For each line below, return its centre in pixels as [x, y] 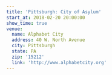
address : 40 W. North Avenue [48, 40]
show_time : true [27, 23]
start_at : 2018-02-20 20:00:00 [46, 18]
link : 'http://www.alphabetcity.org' [59, 62]
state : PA [24, 51]
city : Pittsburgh [34, 46]
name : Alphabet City [38, 34]
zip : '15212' [28, 57]
